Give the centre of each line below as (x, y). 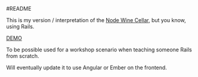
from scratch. (23, 56)
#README (19, 9)
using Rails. (20, 27)
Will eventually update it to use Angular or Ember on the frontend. (86, 67)
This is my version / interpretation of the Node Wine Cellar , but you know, (96, 20)
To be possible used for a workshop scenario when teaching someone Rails (99, 50)
